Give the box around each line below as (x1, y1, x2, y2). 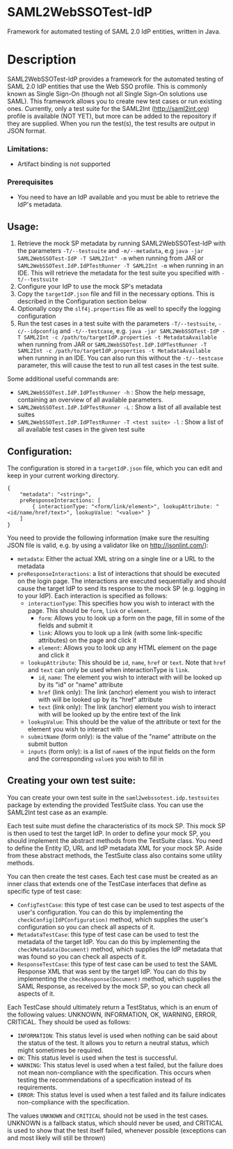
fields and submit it (38, 621, 93, 630)
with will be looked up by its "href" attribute (38, 695, 163, 704)
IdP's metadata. (17, 200, 63, 209)
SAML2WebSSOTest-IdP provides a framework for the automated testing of (7, 75, 224, 83)
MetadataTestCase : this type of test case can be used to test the (17, 930, 200, 938)
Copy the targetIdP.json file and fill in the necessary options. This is (17, 290, 215, 298)
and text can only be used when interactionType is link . (27, 666, 190, 674)
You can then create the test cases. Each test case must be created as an (7, 872, 218, 881)
